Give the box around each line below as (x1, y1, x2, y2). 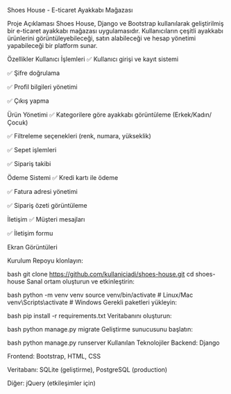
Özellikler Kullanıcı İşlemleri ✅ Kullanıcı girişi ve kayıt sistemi (7, 55, 179, 63)
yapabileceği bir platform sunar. (7, 42, 99, 49)
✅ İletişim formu (7, 229, 53, 237)
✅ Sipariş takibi (7, 160, 51, 167)
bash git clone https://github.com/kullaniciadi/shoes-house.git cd (7, 270, 194, 278)
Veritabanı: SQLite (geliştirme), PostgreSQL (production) (7, 366, 168, 374)
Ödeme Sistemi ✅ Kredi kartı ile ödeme (7, 174, 119, 181)
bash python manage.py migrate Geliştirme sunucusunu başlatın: (7, 325, 193, 333)
